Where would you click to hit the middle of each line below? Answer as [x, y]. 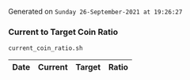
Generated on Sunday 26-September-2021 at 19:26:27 [95, 11]
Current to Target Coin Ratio [63, 32]
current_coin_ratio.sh [46, 48]
